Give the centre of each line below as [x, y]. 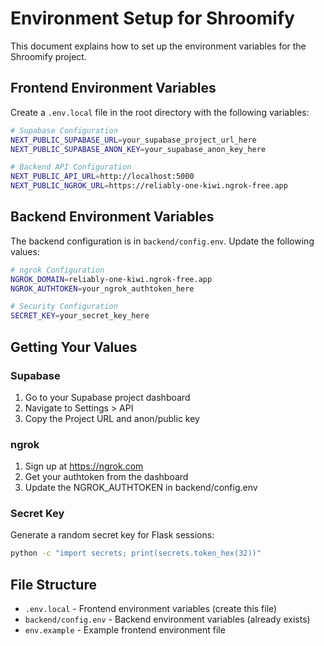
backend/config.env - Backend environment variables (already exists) [167, 619]
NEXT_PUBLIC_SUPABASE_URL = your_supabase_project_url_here [133, 140]
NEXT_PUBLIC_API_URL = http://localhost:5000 [102, 177]
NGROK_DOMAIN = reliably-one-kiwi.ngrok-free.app [111, 279]
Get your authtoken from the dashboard [106, 477]
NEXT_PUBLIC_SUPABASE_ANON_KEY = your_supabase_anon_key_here [138, 149]
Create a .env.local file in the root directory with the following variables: [160, 112]
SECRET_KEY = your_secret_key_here [80, 316]
